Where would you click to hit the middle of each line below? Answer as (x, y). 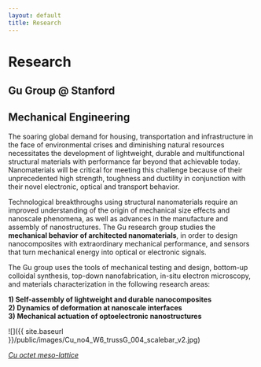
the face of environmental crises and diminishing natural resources (116, 145)
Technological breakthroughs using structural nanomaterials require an (123, 202)
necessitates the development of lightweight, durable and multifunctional (127, 153)
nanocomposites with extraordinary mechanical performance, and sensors (129, 243)
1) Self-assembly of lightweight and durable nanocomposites (110, 299)
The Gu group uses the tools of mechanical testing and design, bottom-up (128, 267)
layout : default (35, 15)
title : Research (35, 23)
